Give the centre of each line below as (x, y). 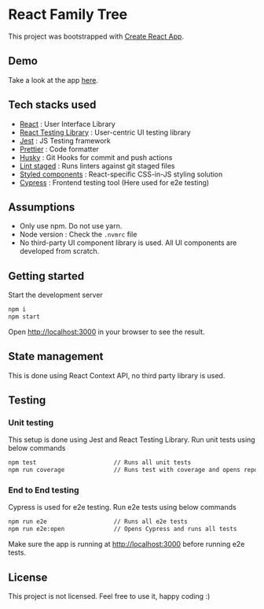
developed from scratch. (59, 251)
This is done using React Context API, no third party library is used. (117, 375)
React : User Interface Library (67, 124)
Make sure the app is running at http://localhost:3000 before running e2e (126, 544)
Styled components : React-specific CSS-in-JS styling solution (121, 174)
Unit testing (31, 423)
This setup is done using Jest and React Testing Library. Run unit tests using (132, 440)
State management (56, 356)
